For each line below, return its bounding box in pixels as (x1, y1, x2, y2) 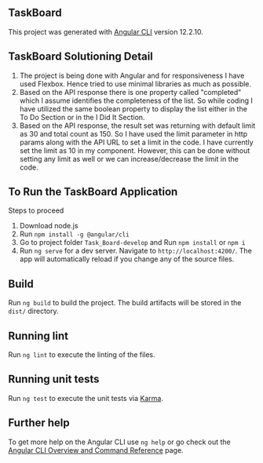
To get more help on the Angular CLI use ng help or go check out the (8, 437, 231, 447)
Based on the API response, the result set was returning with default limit (19, 121, 256, 130)
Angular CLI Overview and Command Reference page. (8, 445, 184, 454)
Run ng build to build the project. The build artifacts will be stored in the (8, 298, 242, 308)
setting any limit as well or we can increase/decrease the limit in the (19, 154, 239, 163)
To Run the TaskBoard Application (8, 185, 178, 199)
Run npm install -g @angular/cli (19, 229, 130, 239)
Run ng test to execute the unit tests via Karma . (8, 393, 163, 403)
